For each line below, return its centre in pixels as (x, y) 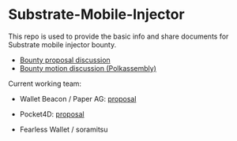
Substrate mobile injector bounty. (62, 44)
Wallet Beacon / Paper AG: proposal (78, 98)
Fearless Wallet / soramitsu (64, 129)
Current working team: (45, 83)
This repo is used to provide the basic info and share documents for (118, 36)
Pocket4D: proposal (52, 114)
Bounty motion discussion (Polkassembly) (88, 68)
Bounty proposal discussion (65, 60)
